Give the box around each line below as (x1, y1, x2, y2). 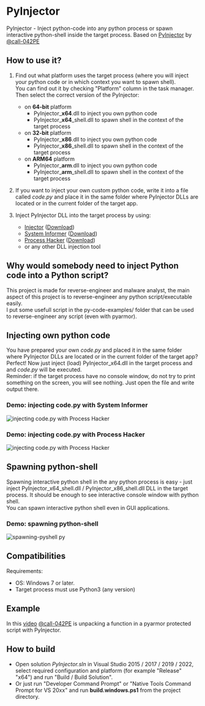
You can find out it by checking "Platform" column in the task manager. (15, 85, 195, 92)
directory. (15, 693, 40, 700)
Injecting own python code (6, 330, 111, 341)
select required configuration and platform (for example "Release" (15, 667, 182, 674)
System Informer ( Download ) (24, 230, 98, 237)
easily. (6, 299, 23, 307)
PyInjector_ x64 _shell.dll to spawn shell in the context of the (33, 116, 184, 123)
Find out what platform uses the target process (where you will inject (15, 72, 188, 79)
